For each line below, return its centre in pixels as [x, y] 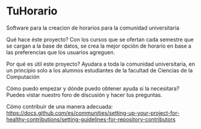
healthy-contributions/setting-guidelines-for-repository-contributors [91, 119]
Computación [23, 77]
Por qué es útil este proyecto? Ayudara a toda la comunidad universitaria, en [101, 64]
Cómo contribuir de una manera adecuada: [60, 106]
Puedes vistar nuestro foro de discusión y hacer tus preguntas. [84, 95]
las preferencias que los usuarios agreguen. [61, 52]
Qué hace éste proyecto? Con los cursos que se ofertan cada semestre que [100, 39]
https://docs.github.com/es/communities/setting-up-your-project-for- [93, 113]
